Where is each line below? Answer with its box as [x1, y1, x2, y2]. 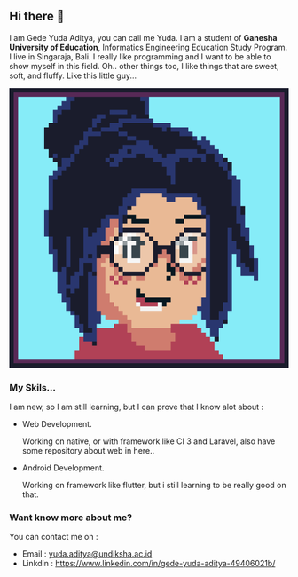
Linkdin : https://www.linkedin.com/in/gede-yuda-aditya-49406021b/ [21, 558, 276, 569]
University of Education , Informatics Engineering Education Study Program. [9, 42, 288, 52]
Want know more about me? [9, 511, 133, 524]
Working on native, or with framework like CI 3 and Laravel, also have [21, 436, 276, 447]
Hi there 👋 [9, 9, 65, 24]
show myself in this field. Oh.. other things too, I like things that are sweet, [9, 60, 279, 71]
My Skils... [9, 381, 56, 393]
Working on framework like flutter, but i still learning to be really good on [21, 480, 286, 491]
